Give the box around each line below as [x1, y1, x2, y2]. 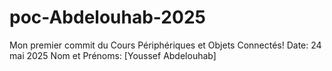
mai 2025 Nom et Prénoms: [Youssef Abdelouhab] [9, 49, 217, 61]
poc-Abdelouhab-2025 [9, 6, 206, 29]
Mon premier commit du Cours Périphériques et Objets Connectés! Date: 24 [9, 39, 322, 51]
